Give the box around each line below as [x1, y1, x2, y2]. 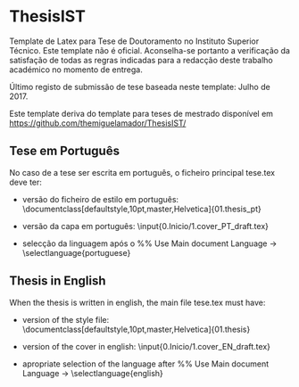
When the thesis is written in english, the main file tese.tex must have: [9, 297, 266, 308]
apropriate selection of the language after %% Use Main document [21, 358, 270, 369]
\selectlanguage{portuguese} [21, 247, 131, 258]
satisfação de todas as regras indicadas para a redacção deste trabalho [9, 54, 274, 65]
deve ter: [9, 177, 43, 187]
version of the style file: [21, 314, 110, 325]
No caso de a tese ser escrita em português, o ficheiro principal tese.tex [9, 167, 275, 177]
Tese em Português [9, 144, 120, 159]
